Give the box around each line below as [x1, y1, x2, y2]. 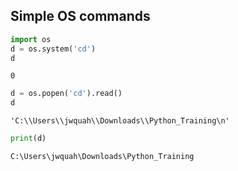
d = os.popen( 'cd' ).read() [10, 89, 123, 99]
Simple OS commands [10, 8, 151, 25]
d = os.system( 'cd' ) [10, 44, 97, 54]
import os [10, 34, 52, 44]
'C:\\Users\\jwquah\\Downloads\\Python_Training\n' [10, 116, 230, 126]
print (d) [10, 134, 47, 144]
